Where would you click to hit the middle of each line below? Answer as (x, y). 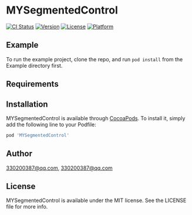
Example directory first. (34, 65)
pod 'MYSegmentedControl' (38, 135)
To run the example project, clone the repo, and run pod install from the (95, 59)
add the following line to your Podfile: (51, 124)
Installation (27, 104)
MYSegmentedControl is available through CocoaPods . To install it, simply (96, 118)
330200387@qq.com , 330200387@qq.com (59, 168)
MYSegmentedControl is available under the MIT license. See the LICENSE (96, 200)
